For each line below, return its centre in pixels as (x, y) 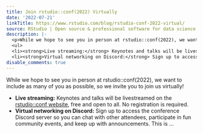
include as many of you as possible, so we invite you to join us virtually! (95, 86)
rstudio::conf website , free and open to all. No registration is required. (102, 104)
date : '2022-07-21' (31, 18)
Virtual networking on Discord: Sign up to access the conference (97, 111)
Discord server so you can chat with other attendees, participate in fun (103, 117)
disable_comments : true (36, 62)
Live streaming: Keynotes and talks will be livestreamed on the (93, 98)
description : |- (27, 34)
